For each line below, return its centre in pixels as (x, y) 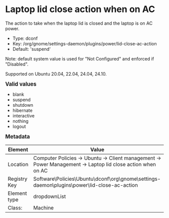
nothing (20, 121)
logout (19, 126)
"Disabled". (17, 64)
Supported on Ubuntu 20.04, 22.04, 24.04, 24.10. (56, 74)
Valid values (21, 84)
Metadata (18, 136)
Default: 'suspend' (32, 49)
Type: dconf (25, 38)
